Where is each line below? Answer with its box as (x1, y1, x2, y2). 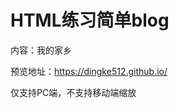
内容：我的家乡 (10, 44, 72, 56)
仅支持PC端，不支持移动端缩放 (10, 86, 137, 98)
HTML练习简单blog (10, 9, 170, 32)
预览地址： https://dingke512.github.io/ (10, 65, 168, 77)
